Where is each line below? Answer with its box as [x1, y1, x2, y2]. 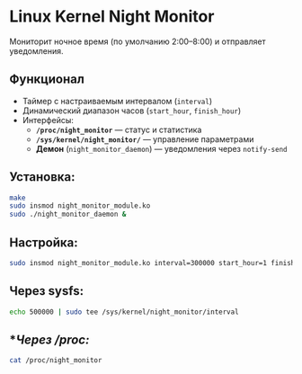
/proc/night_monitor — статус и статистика [35, 124, 202, 135]
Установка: [9, 169, 75, 185]
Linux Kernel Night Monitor [9, 6, 215, 27]
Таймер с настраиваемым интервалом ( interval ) [22, 95, 213, 106]
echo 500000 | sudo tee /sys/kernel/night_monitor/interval [9, 307, 240, 316]
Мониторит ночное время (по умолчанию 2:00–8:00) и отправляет [9, 36, 267, 47]
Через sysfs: [9, 283, 84, 298]
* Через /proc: [9, 332, 90, 347]
